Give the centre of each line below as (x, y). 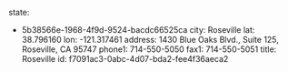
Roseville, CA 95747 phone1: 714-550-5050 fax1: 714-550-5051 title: (149, 49)
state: (19, 12)
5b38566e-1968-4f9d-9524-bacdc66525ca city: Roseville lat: (138, 30)
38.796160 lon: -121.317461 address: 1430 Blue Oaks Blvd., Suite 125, (150, 40)
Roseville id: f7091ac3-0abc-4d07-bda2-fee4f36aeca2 (125, 59)
